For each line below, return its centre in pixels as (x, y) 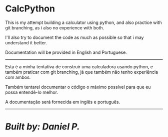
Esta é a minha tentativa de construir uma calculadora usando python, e (79, 67)
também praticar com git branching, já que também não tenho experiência (82, 72)
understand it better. (26, 42)
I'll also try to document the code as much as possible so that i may (74, 37)
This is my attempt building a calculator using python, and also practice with (83, 22)
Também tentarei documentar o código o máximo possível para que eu (78, 87)
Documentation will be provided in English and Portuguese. (66, 52)
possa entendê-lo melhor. (32, 92)
